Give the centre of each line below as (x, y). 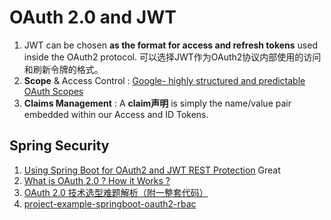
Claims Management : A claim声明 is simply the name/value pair (157, 103)
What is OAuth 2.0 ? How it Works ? (97, 180)
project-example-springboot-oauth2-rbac (110, 203)
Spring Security (59, 146)
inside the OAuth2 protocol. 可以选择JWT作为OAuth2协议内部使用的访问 (172, 57)
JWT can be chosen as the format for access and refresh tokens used (170, 45)
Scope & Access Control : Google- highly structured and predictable (164, 80)
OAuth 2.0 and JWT (93, 17)
